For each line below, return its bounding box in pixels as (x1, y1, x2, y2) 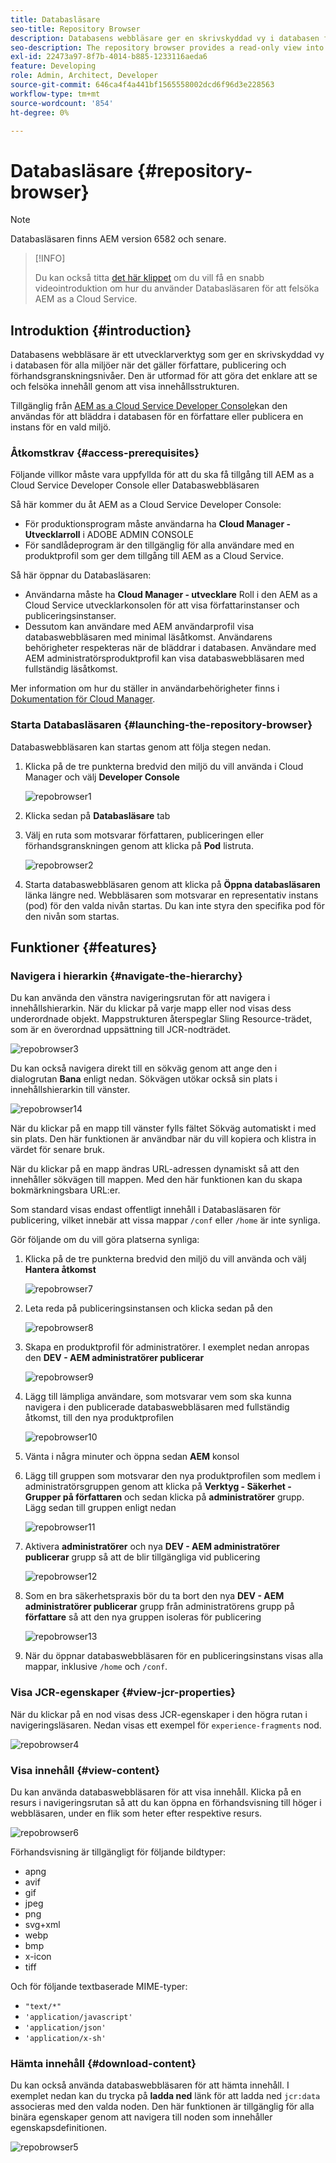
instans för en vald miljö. (10, 421, 112, 433)
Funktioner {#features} (10, 939, 158, 956)
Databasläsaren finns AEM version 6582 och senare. (10, 233, 227, 245)
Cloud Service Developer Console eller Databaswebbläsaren (10, 479, 260, 491)
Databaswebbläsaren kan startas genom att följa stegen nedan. (10, 741, 272, 753)
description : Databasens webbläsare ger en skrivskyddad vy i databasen (10, 33, 320, 43)
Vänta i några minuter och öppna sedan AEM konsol (24, 1451, 240, 1463)
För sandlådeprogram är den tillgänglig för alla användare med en (24, 539, 295, 551)
